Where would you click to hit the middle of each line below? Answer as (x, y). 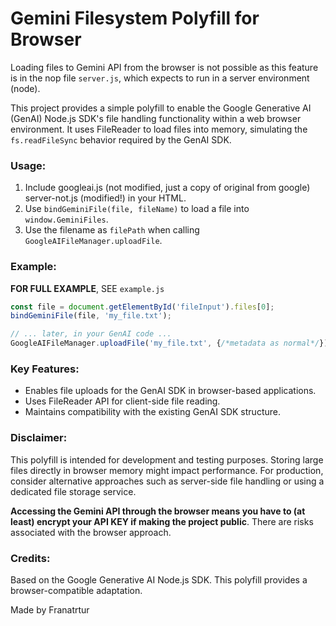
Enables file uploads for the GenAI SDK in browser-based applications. (170, 391)
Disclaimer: (39, 438)
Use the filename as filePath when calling (112, 230)
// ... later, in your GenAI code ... (91, 334)
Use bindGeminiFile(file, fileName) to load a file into (137, 209)
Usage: (28, 165)
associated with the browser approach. (91, 532)
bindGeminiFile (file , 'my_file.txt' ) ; (91, 316)
